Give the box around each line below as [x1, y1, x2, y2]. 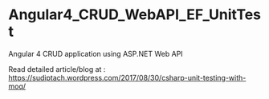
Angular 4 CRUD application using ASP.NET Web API [8, 49, 183, 58]
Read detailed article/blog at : [8, 64, 106, 73]
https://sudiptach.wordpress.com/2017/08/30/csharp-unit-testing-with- [8, 73, 247, 82]
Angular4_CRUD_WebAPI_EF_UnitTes [8, 6, 262, 24]
